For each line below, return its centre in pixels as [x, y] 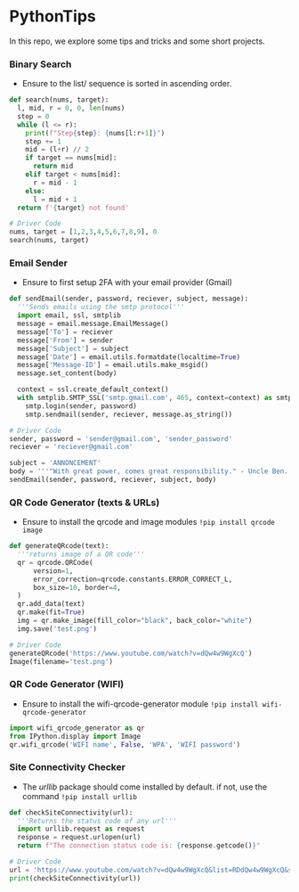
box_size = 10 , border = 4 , [77, 587]
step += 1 [44, 141]
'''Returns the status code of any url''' [97, 821]
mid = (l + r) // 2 [57, 150]
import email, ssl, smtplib [69, 315]
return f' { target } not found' [73, 208]
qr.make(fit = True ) [52, 612]
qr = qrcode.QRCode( [55, 562]
